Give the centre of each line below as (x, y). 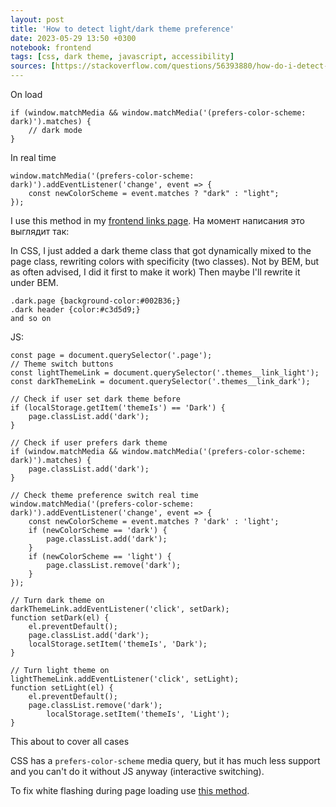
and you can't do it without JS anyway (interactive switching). (137, 771)
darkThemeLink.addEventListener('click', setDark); (120, 609)
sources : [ (33, 66)
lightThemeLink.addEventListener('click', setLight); (125, 679)
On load (26, 94)
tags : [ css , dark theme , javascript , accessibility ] (122, 57)
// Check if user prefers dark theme (89, 443)
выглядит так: (40, 231)
